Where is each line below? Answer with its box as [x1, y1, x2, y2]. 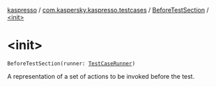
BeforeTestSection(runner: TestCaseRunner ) [7, 60, 136, 67]
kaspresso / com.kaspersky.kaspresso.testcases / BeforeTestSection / [7, 6, 209, 14]
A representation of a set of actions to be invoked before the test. [7, 72, 195, 80]
